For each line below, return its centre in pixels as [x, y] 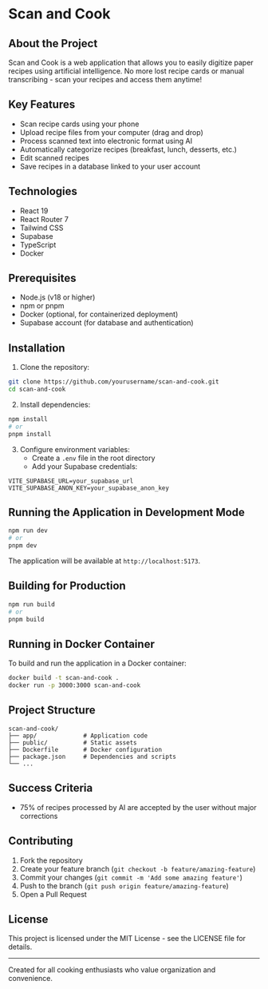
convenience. [31, 979]
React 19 [34, 211]
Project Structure [52, 711]
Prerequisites [42, 278]
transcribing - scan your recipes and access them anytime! [105, 79]
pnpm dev [23, 546]
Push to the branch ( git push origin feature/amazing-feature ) [124, 886]
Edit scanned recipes [55, 157]
